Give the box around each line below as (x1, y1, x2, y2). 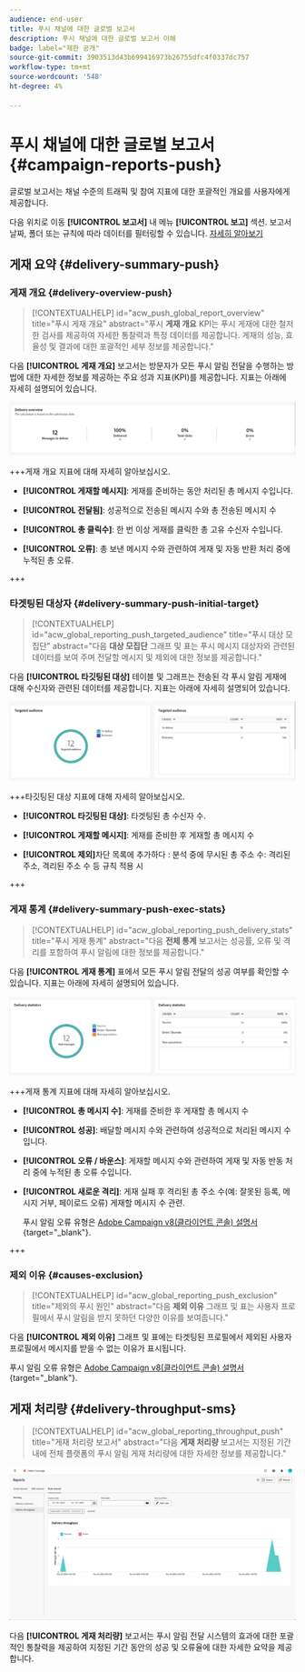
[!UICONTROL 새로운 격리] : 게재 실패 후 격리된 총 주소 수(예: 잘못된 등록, (22, 1186, 281, 1196)
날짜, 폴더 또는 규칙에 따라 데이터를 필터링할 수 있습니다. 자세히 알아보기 (9, 227, 263, 238)
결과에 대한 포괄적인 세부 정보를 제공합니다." (58, 341, 215, 352)
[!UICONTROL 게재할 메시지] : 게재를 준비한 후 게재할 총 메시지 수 (22, 830, 255, 841)
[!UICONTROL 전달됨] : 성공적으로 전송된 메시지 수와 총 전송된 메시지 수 (22, 505, 277, 516)
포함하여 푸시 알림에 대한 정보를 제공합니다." (48, 946, 205, 957)
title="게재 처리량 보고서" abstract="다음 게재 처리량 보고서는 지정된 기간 (31, 1437, 292, 1447)
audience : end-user (9, 15, 84, 24)
